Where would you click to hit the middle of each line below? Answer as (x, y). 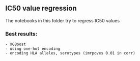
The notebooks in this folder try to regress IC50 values (63, 20)
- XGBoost (16, 44)
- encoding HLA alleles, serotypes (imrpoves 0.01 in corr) (71, 53)
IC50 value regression (41, 8)
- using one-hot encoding (33, 49)
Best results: (21, 34)
